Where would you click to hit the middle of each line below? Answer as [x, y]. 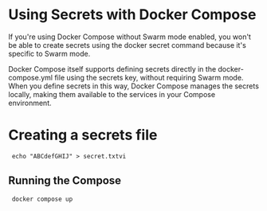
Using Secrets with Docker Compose [132, 15]
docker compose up [42, 199]
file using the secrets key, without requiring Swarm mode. [149, 77]
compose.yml [31, 77]
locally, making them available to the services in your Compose [112, 94]
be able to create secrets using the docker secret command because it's [128, 45]
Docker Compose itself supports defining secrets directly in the [112, 68]
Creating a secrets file [83, 135]
